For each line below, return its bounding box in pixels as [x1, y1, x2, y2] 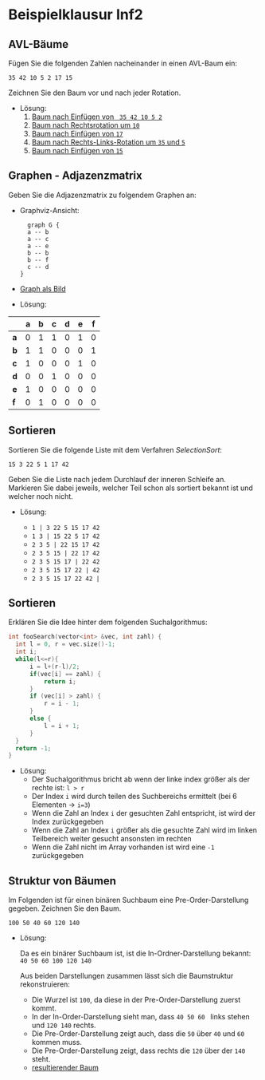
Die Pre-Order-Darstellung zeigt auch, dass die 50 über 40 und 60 [31, 1029, 245, 1038]
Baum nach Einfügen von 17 [31, 129, 123, 138]
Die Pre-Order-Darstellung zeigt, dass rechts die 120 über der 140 [31, 1046, 246, 1055]
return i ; [43, 677, 77, 686]
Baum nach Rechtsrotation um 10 [31, 121, 140, 129]
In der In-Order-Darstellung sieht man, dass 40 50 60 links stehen [31, 1012, 251, 1022]
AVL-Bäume [8, 38, 69, 51]
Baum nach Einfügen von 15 [31, 146, 123, 155]
